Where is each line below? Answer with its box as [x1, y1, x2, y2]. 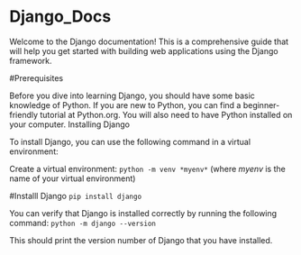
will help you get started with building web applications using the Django [9, 45, 278, 56]
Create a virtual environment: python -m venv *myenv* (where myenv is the [9, 163, 286, 174]
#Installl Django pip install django [9, 190, 142, 201]
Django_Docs [9, 6, 112, 27]
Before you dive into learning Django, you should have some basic [9, 90, 255, 101]
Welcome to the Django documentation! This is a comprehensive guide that [9, 36, 289, 47]
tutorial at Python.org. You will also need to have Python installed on [40, 109, 293, 120]
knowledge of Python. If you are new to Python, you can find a [9, 99, 242, 110]
